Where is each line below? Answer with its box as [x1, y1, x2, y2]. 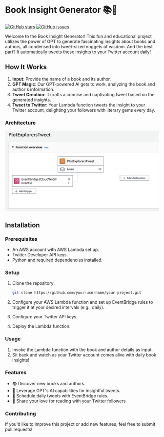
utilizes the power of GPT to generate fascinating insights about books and [5, 38, 156, 44]
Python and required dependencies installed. [12, 257, 102, 263]
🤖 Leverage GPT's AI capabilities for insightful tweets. [12, 387, 121, 394]
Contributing [5, 410, 36, 417]
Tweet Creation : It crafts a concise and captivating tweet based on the [12, 91, 155, 97]
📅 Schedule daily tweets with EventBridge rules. [12, 393, 109, 398]
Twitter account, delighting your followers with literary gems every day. [12, 107, 155, 113]
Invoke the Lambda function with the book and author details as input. [12, 347, 153, 353]
